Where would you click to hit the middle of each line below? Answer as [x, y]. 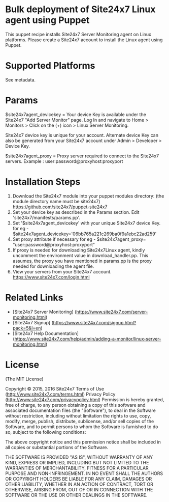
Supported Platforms [50, 66]
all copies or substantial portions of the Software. [57, 447]
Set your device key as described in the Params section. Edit [76, 212]
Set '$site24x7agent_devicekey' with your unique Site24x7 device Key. [87, 223]
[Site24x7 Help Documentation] [45, 333]
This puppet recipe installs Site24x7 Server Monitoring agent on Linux [78, 34]
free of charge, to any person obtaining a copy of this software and [75, 405]
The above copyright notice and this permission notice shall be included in [83, 442]
